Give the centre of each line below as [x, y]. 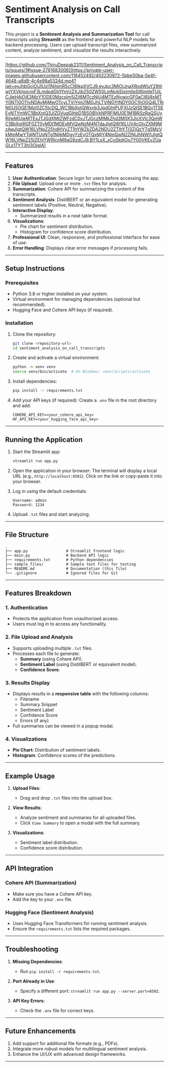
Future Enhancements [41, 1031]
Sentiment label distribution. [49, 842]
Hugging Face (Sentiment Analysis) [50, 912]
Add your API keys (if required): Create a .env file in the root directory [84, 400]
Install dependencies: [35, 381]
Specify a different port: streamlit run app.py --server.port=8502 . [90, 991]
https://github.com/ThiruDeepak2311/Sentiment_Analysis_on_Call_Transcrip [85, 65]
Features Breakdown [38, 593]
